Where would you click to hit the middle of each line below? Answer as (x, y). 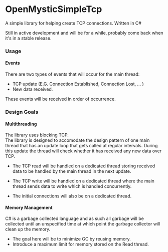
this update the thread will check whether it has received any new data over (83, 151)
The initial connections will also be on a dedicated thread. (72, 196)
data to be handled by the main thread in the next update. (72, 171)
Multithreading (21, 124)
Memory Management (29, 207)
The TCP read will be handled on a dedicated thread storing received (84, 166)
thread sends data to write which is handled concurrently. (72, 186)
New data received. (33, 89)
